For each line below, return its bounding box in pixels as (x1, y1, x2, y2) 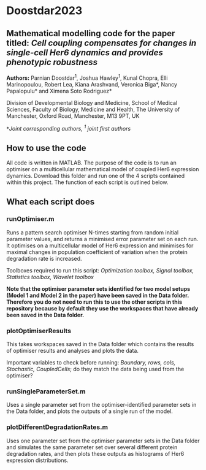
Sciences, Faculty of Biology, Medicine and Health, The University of (6, 106, 180, 113)
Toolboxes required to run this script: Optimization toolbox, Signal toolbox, (6, 266, 194, 274)
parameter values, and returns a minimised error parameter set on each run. (6, 235, 199, 242)
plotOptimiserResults (6, 326, 72, 335)
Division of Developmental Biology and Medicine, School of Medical (6, 99, 178, 106)
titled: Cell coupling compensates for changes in (6, 37, 197, 48)
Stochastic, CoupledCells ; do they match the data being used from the (6, 366, 185, 373)
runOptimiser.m (6, 215, 55, 223)
